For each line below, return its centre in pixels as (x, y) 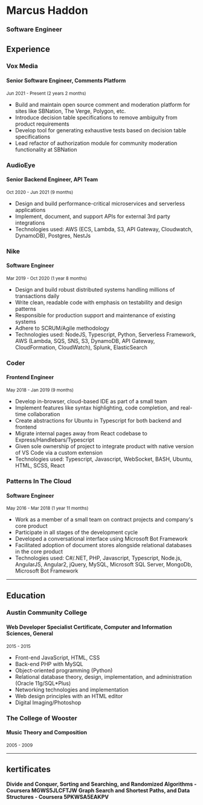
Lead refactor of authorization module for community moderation (96, 143)
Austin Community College (47, 612)
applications (30, 210)
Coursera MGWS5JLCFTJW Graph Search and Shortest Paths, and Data (98, 790)
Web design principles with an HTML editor (69, 696)
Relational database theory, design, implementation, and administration (103, 676)
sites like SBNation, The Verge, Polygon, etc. (70, 111)
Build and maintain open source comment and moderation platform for (102, 104)
